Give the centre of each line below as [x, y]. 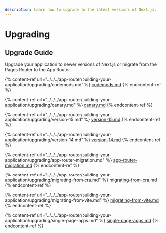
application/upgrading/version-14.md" [44, 140]
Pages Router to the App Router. [38, 69]
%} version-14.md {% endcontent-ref [122, 140]
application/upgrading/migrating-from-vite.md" [54, 200]
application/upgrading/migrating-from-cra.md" [53, 180]
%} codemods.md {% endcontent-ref [123, 84]
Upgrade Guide [29, 53]
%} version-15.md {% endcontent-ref [122, 119]
